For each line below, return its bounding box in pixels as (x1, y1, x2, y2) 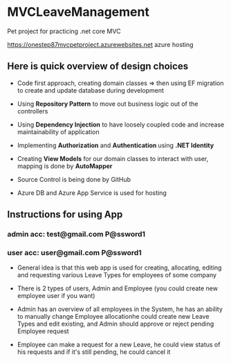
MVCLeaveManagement (7, 4, 150, 20)
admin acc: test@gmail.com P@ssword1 (7, 230, 146, 239)
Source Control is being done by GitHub (17, 175, 131, 183)
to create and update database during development (17, 86, 165, 94)
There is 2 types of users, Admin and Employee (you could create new (17, 284, 218, 292)
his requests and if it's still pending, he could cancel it (17, 348, 171, 356)
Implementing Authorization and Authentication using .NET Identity (17, 141, 214, 149)
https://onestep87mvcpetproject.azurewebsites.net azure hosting (7, 40, 194, 48)
